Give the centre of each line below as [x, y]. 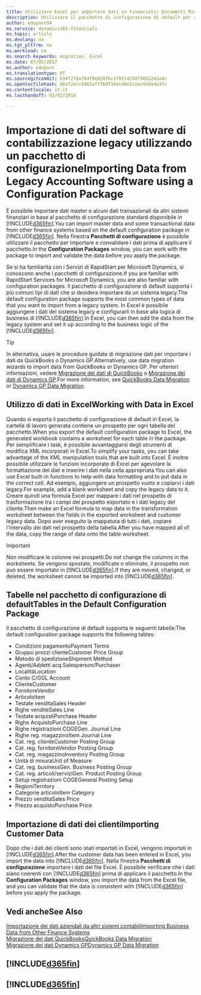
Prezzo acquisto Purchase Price [54, 805]
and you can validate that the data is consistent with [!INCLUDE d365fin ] [95, 886]
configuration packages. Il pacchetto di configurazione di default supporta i [99, 286]
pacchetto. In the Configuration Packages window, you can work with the [97, 249]
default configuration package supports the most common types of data [95, 299]
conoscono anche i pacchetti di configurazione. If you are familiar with [92, 273]
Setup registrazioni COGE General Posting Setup [74, 780]
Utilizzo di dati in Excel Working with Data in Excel [100, 405]
